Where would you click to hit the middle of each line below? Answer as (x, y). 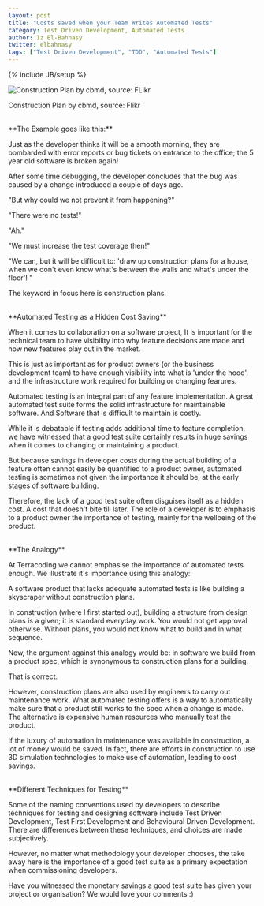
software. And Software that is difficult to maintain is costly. (105, 413)
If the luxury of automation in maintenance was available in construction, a (129, 740)
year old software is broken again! (63, 161)
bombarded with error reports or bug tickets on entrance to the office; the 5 (131, 152)
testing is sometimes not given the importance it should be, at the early (123, 477)
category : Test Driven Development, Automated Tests (97, 30)
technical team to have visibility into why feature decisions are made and (126, 341)
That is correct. (33, 676)
